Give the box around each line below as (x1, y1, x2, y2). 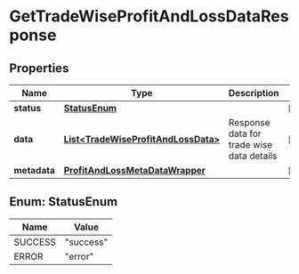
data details (228, 149, 278, 162)
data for (228, 127, 262, 140)
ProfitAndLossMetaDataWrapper (63, 165, 206, 176)
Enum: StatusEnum (9, 194, 118, 210)
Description (228, 87, 279, 99)
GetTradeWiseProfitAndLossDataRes (9, 6, 289, 27)
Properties (9, 60, 69, 76)
